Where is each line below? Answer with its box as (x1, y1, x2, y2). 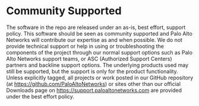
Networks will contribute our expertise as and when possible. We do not (6, 36, 183, 43)
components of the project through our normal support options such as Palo (6, 49, 193, 56)
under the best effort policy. (6, 93, 74, 100)
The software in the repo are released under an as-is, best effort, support (6, 24, 186, 31)
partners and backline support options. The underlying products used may (6, 61, 189, 69)
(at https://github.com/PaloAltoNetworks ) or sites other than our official (6, 80, 181, 87)
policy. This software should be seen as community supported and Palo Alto (6, 30, 193, 37)
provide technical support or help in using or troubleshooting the (6, 43, 165, 50)
